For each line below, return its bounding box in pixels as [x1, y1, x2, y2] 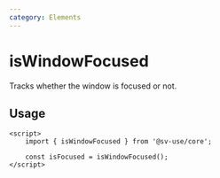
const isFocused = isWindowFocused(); [25, 152, 169, 162]
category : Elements [9, 12, 82, 22]
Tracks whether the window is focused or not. [9, 81, 177, 91]
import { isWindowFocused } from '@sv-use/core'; [25, 137, 213, 146]
